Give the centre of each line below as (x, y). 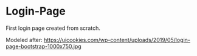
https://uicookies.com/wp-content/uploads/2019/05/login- (117, 40)
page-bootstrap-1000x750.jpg (43, 46)
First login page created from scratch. (53, 28)
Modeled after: (24, 40)
